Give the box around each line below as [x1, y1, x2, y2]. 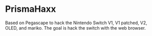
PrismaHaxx [5, 3, 56, 15]
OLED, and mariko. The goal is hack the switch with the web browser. [5, 25, 146, 31]
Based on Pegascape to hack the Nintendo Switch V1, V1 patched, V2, [5, 20, 148, 26]
